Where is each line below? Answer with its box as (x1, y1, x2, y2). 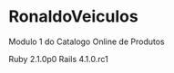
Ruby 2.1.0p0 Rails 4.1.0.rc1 (8, 53, 108, 64)
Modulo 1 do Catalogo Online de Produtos (8, 36, 165, 47)
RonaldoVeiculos (8, 6, 138, 27)
